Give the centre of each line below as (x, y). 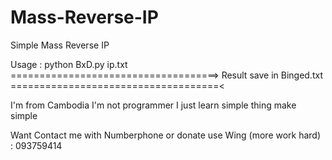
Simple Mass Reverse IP (60, 45)
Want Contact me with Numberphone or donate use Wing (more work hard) (166, 135)
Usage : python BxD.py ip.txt (69, 64)
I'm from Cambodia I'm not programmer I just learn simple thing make (153, 105)
